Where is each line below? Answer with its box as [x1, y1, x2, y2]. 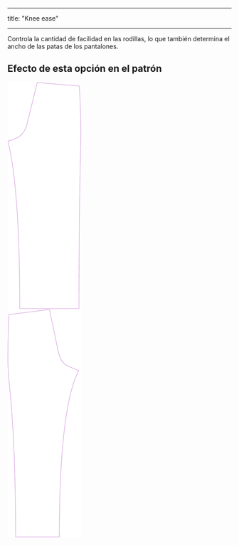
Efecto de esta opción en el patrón [7, 63, 162, 75]
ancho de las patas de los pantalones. [7, 42, 119, 51]
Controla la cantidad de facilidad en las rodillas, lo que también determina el [7, 35, 230, 43]
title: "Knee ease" [7, 14, 59, 22]
